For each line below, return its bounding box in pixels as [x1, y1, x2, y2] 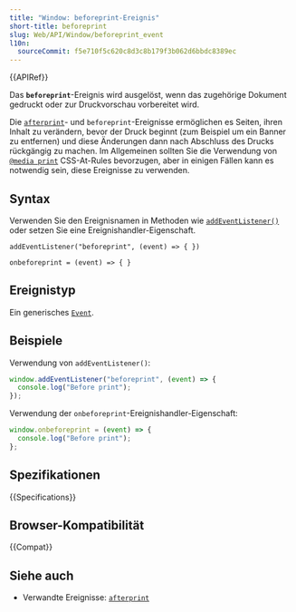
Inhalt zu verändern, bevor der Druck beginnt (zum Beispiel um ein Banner [9, 126, 287, 137]
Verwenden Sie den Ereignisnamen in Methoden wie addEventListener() [9, 215, 280, 226]
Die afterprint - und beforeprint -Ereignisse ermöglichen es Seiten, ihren [9, 117, 283, 128]
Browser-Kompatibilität [9, 518, 145, 533]
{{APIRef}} [9, 72, 49, 83]
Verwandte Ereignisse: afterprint [22, 592, 149, 603]
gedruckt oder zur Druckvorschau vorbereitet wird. [9, 99, 200, 110]
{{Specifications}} [9, 491, 77, 502]
